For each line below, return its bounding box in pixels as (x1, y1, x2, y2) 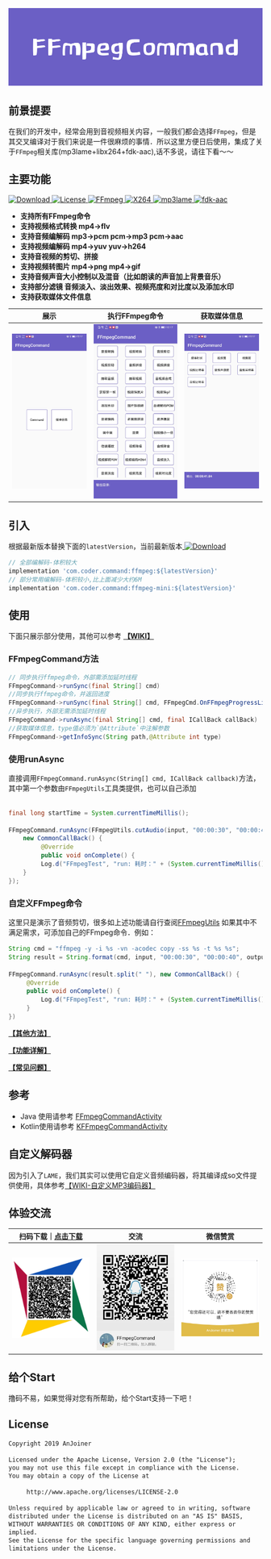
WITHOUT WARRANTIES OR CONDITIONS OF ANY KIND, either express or (8, 1520, 236, 1528)
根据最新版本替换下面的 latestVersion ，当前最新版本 (8, 541, 183, 552)
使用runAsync (8, 753, 65, 765)
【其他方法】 (8, 1028, 51, 1038)
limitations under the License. (8, 1544, 117, 1553)
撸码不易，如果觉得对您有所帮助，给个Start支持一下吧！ (8, 1394, 194, 1403)
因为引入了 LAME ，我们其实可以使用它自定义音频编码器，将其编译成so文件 (8, 1170, 250, 1180)
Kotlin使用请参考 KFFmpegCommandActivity (19, 1121, 168, 1131)
